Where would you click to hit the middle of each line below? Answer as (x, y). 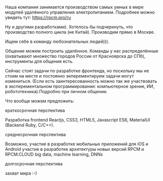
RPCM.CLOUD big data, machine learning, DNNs (54, 154)
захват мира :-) (21, 173)
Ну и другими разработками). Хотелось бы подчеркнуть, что (69, 27)
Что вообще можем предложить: (40, 101)
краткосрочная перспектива (35, 110)
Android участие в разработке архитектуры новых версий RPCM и (75, 149)
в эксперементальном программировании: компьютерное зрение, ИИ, (80, 86)
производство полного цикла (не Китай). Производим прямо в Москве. (80, 32)
